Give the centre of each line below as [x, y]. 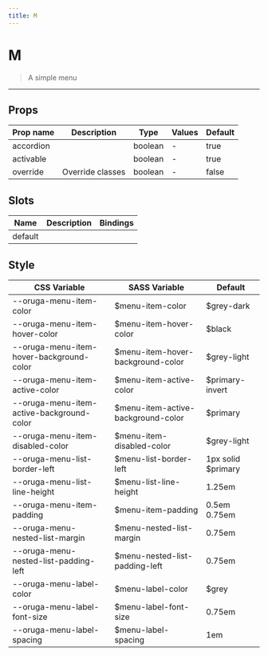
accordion [31, 146]
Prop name [33, 133]
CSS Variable [59, 287]
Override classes [94, 172]
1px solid [223, 459]
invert [217, 390]
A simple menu [52, 78]
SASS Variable [156, 287]
